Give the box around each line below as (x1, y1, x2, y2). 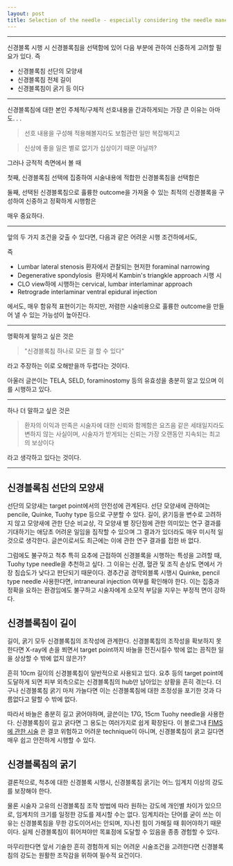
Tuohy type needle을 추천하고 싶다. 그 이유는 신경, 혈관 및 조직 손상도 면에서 (7, 560, 216, 568)
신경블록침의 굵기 (7, 758, 77, 770)
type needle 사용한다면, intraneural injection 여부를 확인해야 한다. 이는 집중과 (7, 577, 220, 586)
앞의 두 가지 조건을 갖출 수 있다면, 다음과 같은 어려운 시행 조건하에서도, (7, 232, 198, 241)
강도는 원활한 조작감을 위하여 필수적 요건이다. (19, 851, 143, 859)
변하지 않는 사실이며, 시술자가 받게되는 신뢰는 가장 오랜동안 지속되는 (24, 429, 208, 438)
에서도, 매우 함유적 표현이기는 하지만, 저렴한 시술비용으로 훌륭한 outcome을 (7, 302, 212, 310)
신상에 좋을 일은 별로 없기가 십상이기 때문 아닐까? (24, 143, 157, 152)
